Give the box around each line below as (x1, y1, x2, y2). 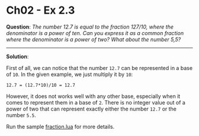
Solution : (6, 53, 29, 60)
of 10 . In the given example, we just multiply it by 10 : (6, 71, 133, 78)
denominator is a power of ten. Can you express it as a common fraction (6, 29, 184, 36)
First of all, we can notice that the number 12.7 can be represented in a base (6, 64, 193, 71)
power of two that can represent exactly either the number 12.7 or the (6, 105, 176, 112)
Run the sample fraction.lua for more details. (6, 123, 115, 130)
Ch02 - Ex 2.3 (6, 4, 75, 17)
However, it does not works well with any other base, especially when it (6, 93, 181, 100)
